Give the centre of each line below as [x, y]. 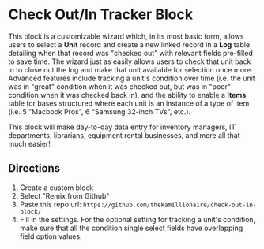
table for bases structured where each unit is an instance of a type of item [129, 103]
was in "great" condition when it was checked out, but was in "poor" [120, 86]
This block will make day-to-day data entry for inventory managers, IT [122, 127]
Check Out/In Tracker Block [101, 15]
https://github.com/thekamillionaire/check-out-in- [170, 205]
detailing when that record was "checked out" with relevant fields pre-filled [130, 53]
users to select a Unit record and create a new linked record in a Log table [129, 44]
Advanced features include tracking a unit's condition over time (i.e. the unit [132, 78]
